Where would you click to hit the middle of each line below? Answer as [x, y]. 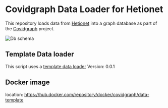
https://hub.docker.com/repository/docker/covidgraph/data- [87, 94]
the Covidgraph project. [30, 28]
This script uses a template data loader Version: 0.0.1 [60, 66]
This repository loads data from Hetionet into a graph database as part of [81, 23]
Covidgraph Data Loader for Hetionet [84, 9]
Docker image [27, 83]
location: [14, 94]
